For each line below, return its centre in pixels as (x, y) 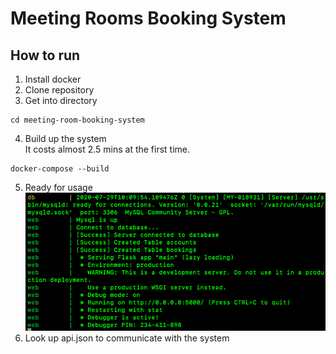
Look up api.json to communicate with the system (127, 338)
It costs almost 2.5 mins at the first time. (107, 149)
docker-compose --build (60, 169)
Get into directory (61, 100)
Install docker (53, 79)
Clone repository (59, 90)
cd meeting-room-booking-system (77, 120)
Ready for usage (58, 187)
